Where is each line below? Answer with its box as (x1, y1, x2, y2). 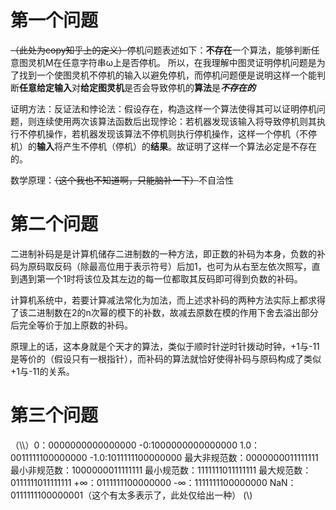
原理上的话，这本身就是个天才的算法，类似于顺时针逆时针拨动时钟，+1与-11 (10, 340, 320, 352)
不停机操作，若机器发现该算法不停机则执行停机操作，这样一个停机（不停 (18, 127, 317, 140)
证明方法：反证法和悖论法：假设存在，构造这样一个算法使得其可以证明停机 (10, 102, 317, 115)
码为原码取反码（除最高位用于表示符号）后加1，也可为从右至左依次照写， (10, 260, 312, 272)
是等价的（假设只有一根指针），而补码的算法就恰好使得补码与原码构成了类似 (10, 352, 322, 365)
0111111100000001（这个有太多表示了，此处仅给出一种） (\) (10, 489, 253, 501)
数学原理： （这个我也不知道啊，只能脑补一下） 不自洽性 (10, 174, 234, 186)
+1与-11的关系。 (10, 365, 75, 377)
